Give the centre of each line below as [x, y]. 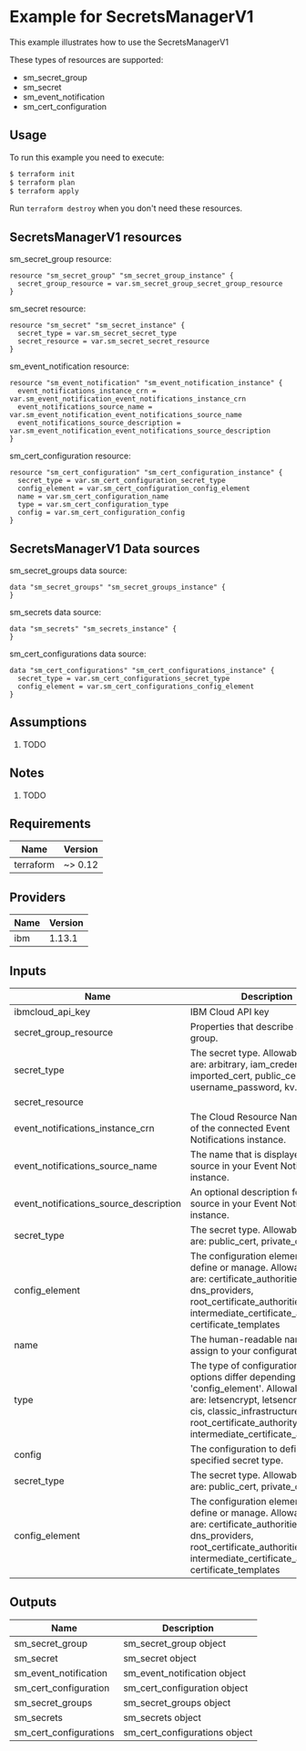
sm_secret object [160, 1658]
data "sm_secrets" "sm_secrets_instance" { [93, 629]
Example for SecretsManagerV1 [132, 17]
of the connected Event [240, 1128]
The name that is [226, 1155]
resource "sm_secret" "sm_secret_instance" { [97, 326]
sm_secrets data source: [56, 612]
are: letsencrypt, [225, 1400]
